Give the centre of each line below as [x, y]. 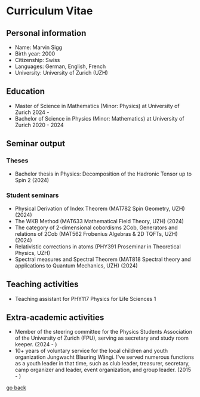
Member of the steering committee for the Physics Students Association [104, 332]
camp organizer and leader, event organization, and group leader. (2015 [103, 370]
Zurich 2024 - [32, 112]
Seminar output [36, 144]
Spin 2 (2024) [32, 180]
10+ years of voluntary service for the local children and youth [91, 351]
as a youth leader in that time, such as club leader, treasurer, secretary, [102, 364]
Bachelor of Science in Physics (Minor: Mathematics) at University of [99, 118]
